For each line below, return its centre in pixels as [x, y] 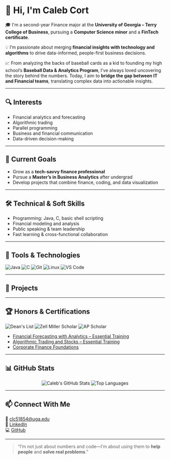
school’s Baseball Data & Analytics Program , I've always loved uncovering [83, 70]
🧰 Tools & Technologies [43, 255]
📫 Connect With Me [38, 405]
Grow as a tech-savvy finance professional [59, 171]
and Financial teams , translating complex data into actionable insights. [79, 81]
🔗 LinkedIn [16, 425]
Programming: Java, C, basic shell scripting [58, 218]
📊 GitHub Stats [30, 369]
